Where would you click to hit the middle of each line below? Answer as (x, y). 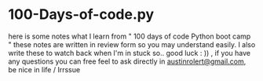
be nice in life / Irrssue (44, 69)
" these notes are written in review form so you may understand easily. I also (132, 44)
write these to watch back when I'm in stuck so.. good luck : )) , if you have (130, 53)
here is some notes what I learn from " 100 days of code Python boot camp (130, 36)
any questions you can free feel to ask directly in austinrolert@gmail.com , (127, 61)
